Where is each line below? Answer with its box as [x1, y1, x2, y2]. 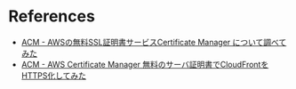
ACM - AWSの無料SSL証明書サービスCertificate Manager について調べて [20, 36, 287, 47]
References [8, 6, 95, 27]
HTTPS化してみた [20, 69, 86, 81]
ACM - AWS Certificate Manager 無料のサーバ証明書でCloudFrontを [20, 59, 269, 69]
